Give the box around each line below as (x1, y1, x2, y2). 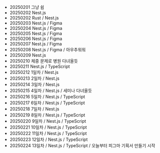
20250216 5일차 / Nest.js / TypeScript (9, 94, 85, 99)
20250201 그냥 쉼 (9, 4, 45, 10)
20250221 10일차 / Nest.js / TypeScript (9, 124, 87, 130)
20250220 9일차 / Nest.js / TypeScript (9, 118, 87, 124)
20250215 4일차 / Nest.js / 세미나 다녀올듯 (9, 87, 92, 93)
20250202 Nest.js (9, 10, 46, 16)
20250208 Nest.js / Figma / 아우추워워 (9, 47, 86, 52)
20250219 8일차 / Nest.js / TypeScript (9, 112, 86, 118)
